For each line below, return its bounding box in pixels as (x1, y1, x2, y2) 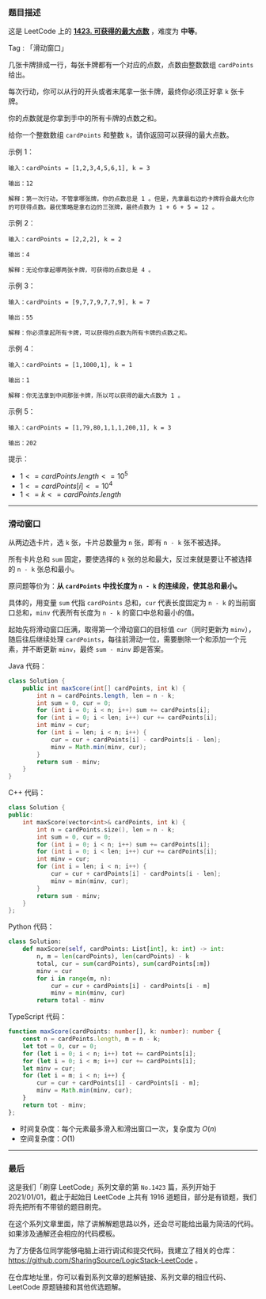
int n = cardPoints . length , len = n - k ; (36, 691, 176, 699)
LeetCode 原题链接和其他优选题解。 (8, 1282, 126, 1291)
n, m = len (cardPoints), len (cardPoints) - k (36, 952, 190, 960)
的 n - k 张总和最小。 (8, 564, 79, 574)
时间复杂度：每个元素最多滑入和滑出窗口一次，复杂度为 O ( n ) (19, 1123, 217, 1133)
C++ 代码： (8, 788, 46, 797)
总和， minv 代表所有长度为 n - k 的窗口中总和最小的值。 (14, 608, 199, 617)
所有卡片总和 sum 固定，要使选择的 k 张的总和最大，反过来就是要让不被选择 (8, 554, 253, 563)
